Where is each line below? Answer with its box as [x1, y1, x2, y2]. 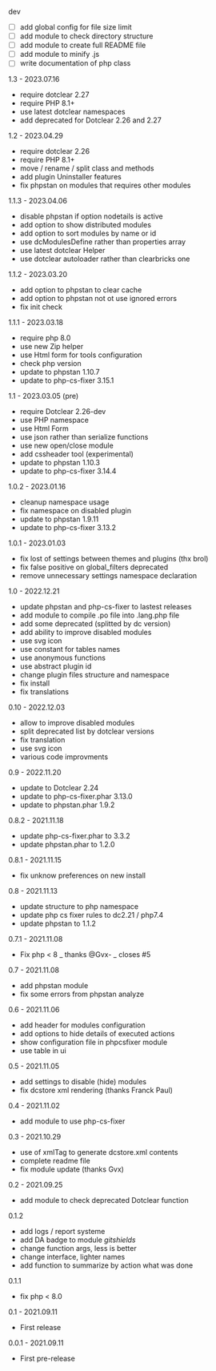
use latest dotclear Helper [19, 246, 106, 255]
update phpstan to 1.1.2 [19, 919, 96, 928]
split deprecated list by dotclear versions [19, 726, 154, 736]
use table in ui [19, 1046, 66, 1055]
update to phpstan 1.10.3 [19, 458, 100, 468]
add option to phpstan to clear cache [19, 285, 142, 295]
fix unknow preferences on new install [19, 870, 146, 880]
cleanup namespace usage [19, 497, 110, 507]
